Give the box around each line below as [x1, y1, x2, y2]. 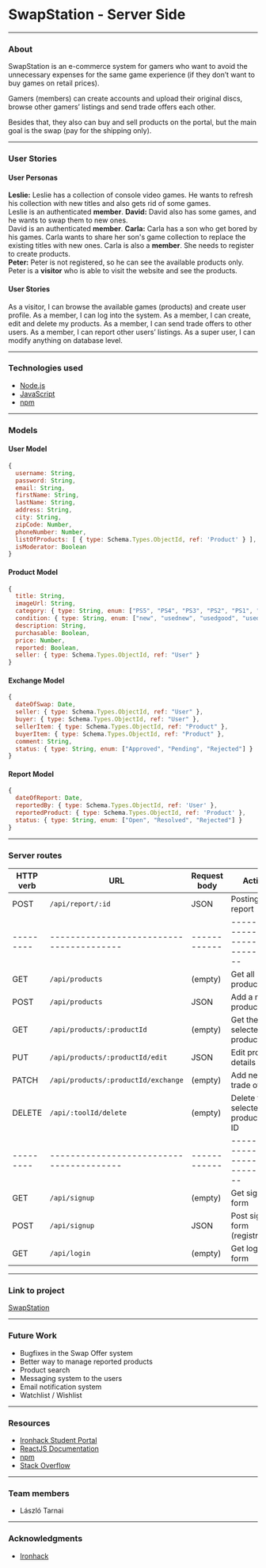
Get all [230, 969, 255, 980]
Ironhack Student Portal [19, 1435, 97, 1444]
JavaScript [19, 389, 55, 398]
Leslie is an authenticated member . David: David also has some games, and [8, 207, 257, 217]
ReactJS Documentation [19, 1444, 99, 1453]
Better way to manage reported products [19, 1357, 153, 1366]
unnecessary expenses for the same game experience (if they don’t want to [8, 70, 256, 80]
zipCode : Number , [15, 520, 73, 528]
